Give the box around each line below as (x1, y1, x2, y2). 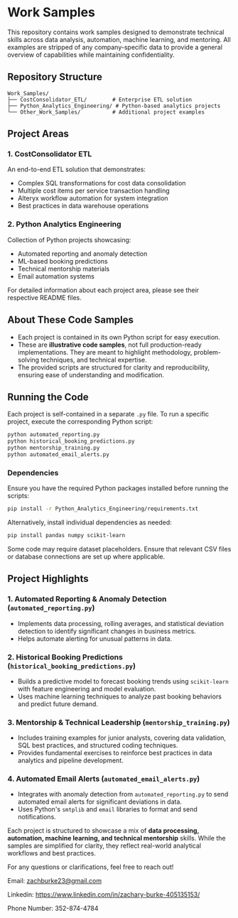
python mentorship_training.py (7, 445, 100, 452)
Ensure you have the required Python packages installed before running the (7, 484, 229, 492)
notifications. (17, 813, 57, 821)
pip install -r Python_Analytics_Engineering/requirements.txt (7, 505, 199, 512)
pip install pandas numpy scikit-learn (7, 532, 126, 539)
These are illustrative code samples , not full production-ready (17, 340, 202, 349)
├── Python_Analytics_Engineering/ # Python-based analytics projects (7, 102, 221, 109)
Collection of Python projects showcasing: (7, 235, 131, 244)
